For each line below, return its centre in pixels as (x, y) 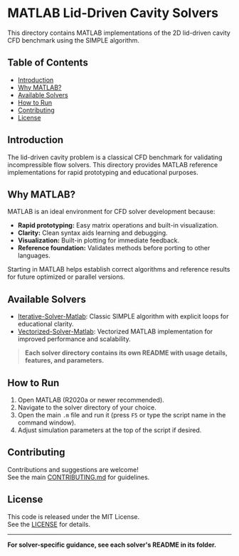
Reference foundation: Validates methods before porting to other (114, 248)
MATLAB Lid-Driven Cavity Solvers (113, 13)
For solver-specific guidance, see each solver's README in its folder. (112, 545)
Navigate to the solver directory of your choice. (87, 407)
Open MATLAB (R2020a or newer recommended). (91, 400)
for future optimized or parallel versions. (67, 277)
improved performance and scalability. (74, 339)
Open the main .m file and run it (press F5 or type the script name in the (122, 415)
